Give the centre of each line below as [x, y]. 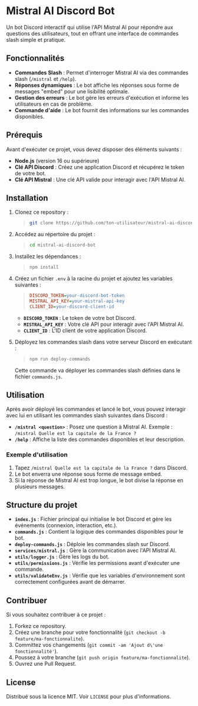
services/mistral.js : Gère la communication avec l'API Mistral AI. [95, 551]
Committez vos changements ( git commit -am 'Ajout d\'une [89, 645]
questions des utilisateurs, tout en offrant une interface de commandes [92, 33]
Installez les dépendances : [48, 256]
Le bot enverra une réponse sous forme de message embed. [88, 474]
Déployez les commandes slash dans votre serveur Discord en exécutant [103, 342]
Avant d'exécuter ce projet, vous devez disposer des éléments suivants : [94, 149]
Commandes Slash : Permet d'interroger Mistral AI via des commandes [101, 73]
